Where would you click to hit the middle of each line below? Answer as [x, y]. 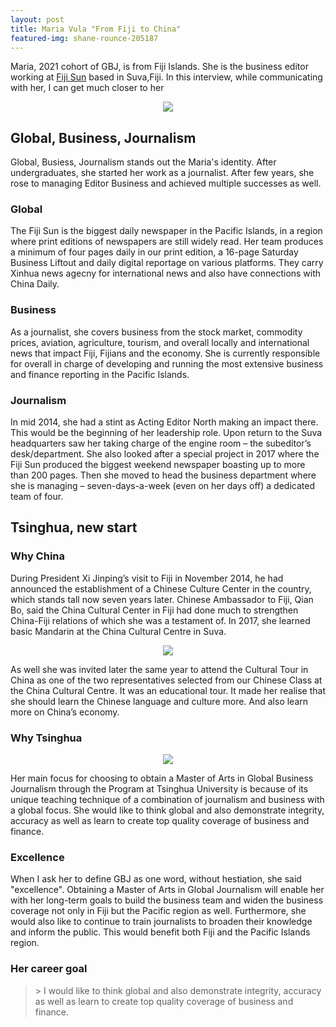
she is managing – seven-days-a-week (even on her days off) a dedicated [162, 486]
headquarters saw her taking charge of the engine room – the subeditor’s [161, 443]
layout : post [37, 19]
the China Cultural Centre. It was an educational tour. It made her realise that [168, 690]
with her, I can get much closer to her [87, 88]
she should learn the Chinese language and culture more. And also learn [159, 701]
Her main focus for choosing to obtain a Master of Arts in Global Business [162, 778]
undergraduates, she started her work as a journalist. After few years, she [162, 173]
